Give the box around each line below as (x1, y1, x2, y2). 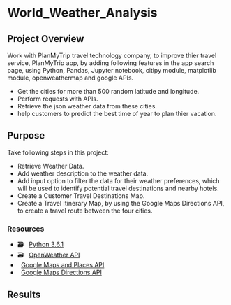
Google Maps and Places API (20, 261, 105, 269)
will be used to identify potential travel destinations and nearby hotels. (17, 184, 220, 192)
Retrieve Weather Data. (17, 162, 84, 170)
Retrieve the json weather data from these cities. (17, 102, 157, 110)
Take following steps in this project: (7, 148, 110, 157)
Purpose (7, 129, 45, 141)
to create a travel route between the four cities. (17, 206, 153, 215)
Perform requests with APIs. (17, 94, 98, 103)
